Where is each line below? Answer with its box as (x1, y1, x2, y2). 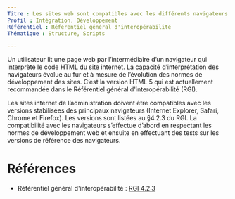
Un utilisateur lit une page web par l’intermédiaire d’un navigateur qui (7, 56, 208, 64)
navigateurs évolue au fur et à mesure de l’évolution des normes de (7, 70, 203, 79)
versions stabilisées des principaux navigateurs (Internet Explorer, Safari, (7, 106, 220, 115)
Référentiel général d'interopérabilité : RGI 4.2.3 (17, 184, 156, 193)
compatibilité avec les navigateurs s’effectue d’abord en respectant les (7, 121, 212, 130)
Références (7, 161, 76, 176)
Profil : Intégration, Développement (7, 17, 118, 24)
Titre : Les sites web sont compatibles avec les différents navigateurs (7, 10, 229, 18)
